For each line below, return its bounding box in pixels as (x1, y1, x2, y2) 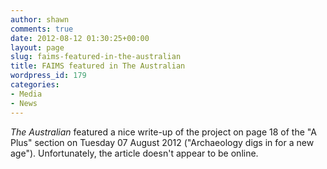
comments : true (10, 24, 74, 34)
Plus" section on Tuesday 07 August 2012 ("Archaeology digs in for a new (10, 136, 315, 148)
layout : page (10, 42, 65, 53)
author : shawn (10, 14, 70, 25)
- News (10, 98, 38, 108)
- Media (10, 89, 43, 99)
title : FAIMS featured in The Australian (10, 61, 186, 71)
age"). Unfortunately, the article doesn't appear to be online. (10, 147, 259, 159)
